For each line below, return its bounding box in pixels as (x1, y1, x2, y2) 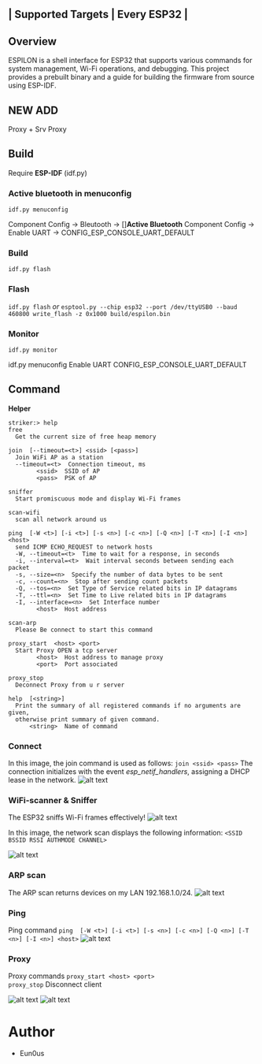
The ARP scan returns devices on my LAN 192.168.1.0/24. (8, 887, 193, 897)
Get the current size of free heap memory (15, 433, 157, 441)
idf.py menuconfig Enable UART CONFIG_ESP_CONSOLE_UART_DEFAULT (8, 360, 247, 370)
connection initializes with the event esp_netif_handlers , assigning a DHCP (8, 767, 250, 776)
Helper (8, 404, 31, 413)
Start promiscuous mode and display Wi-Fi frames (15, 494, 181, 503)
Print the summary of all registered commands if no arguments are (15, 701, 242, 709)
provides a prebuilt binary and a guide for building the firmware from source (8, 73, 255, 82)
